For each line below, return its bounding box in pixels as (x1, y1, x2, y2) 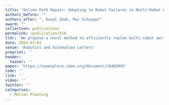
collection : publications (5, 26, 59, 31)
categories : (5, 87, 30, 92)
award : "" (5, 21, 26, 27)
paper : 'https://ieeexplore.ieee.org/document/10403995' (5, 64, 127, 69)
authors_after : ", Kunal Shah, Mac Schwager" (5, 17, 102, 22)
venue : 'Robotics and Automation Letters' (5, 45, 96, 50)
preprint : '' (5, 49, 33, 55)
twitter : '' (5, 82, 30, 87)
